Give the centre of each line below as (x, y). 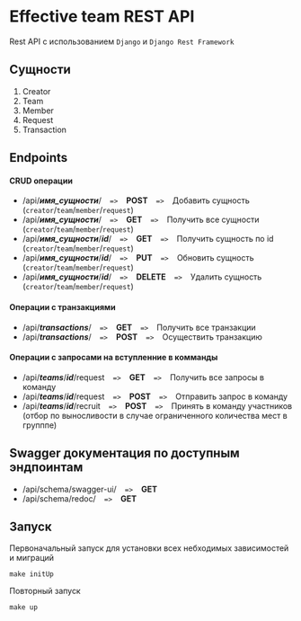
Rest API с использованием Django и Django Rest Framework (122, 41)
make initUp (31, 574)
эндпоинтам (46, 468)
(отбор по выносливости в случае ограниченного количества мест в (155, 415)
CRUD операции (41, 181)
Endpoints (39, 158)
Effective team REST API (102, 17)
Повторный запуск (45, 591)
